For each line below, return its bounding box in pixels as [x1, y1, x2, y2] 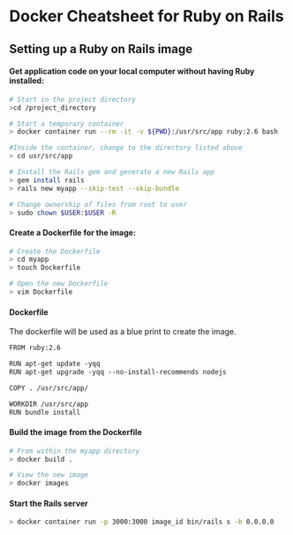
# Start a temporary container [9, 119, 124, 128]
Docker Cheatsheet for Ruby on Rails [9, 6, 284, 27]
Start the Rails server [9, 498, 88, 508]
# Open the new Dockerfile [9, 279, 109, 288]
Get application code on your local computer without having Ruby [9, 66, 255, 77]
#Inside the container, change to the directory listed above [9, 143, 243, 152]
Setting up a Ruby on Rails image [9, 42, 192, 57]
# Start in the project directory [9, 95, 137, 103]
